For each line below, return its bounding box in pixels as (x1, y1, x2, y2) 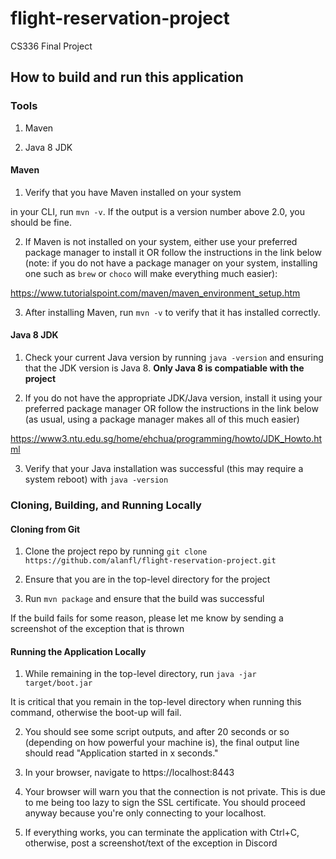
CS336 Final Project (10, 40, 93, 52)
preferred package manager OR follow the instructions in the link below (24, 403, 319, 415)
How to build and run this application (10, 69, 244, 86)
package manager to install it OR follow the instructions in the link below (24, 246, 322, 258)
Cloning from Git (10, 523, 81, 535)
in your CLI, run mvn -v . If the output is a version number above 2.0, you (10, 205, 305, 217)
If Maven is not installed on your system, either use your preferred (24, 235, 298, 247)
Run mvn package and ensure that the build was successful (24, 593, 265, 605)
